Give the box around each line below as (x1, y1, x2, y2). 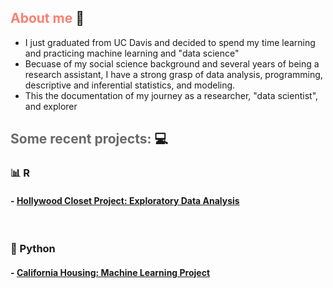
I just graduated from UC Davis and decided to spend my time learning (24, 36, 316, 48)
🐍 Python (10, 242, 56, 256)
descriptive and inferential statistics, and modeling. (24, 79, 236, 91)
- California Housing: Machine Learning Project (10, 266, 211, 278)
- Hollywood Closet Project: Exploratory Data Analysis (10, 194, 240, 206)
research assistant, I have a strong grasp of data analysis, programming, (24, 68, 323, 80)
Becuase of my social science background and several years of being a (24, 57, 320, 70)
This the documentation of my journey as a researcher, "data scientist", (24, 89, 319, 101)
